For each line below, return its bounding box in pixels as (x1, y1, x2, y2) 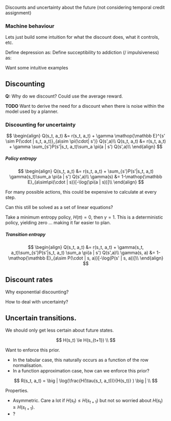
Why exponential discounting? (5, 289, 69, 295)
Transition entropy (5, 231, 46, 237)
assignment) (5, 10, 32, 16)
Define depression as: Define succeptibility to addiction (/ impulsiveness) (5, 50, 159, 56)
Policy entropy (5, 155, 37, 161)
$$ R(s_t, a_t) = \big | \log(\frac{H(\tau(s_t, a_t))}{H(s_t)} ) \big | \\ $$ (13, 378, 158, 384)
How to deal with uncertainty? (5, 299, 68, 305)
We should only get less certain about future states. (5, 327, 114, 333)
